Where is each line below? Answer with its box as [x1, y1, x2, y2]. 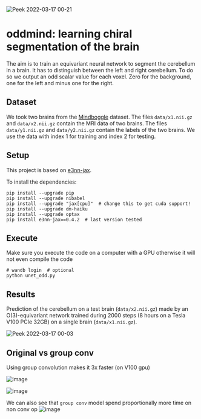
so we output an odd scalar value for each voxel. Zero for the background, [6, 73, 192, 80]
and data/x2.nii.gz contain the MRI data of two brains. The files [6, 119, 168, 127]
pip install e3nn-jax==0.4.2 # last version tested [6, 216, 142, 223]
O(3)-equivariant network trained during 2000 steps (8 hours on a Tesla [6, 312, 186, 319]
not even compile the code [6, 255, 73, 263]
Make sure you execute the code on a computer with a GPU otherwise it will [6, 249, 196, 257]
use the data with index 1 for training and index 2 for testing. [6, 133, 156, 140]
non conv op [6, 406, 38, 413]
